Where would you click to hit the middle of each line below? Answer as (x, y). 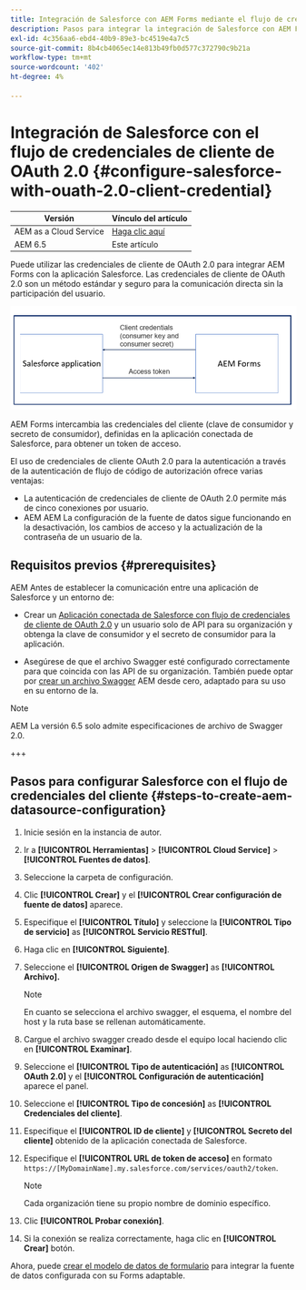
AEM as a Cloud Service (59, 231)
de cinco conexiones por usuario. (86, 508)
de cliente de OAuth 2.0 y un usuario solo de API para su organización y (158, 625)
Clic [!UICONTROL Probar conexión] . (94, 1221)
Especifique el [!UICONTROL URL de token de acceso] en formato (148, 1158)
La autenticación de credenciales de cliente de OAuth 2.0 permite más (155, 498)
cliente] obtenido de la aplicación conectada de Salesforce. (135, 1140)
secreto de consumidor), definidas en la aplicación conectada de (132, 434)
